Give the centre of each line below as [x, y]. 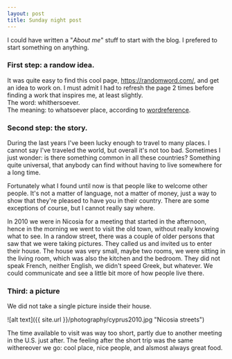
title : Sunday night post [44, 20]
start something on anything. [48, 47]
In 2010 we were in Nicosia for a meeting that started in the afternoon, [107, 222]
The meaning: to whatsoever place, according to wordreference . [99, 110]
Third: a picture [34, 291]
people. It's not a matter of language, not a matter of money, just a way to [112, 193]
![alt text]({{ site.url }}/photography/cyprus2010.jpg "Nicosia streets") [106, 319]
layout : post [26, 14]
